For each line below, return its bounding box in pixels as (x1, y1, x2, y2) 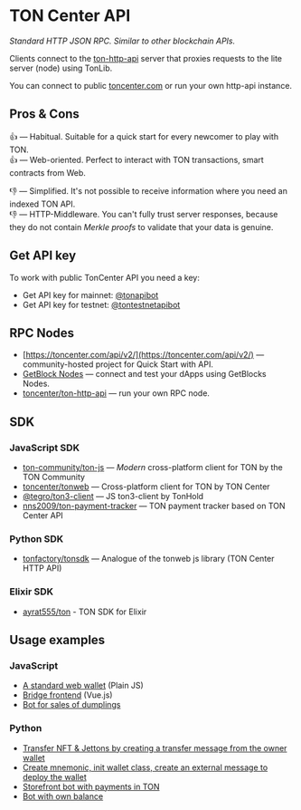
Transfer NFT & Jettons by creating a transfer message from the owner (22, 742, 287, 753)
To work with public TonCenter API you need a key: (9, 272, 201, 283)
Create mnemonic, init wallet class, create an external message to (22, 762, 268, 773)
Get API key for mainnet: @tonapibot (22, 289, 159, 300)
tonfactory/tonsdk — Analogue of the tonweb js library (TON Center (22, 554, 275, 564)
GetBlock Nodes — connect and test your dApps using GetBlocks (22, 369, 267, 380)
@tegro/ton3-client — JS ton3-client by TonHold (22, 491, 204, 502)
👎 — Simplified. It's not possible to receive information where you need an (9, 185, 287, 196)
